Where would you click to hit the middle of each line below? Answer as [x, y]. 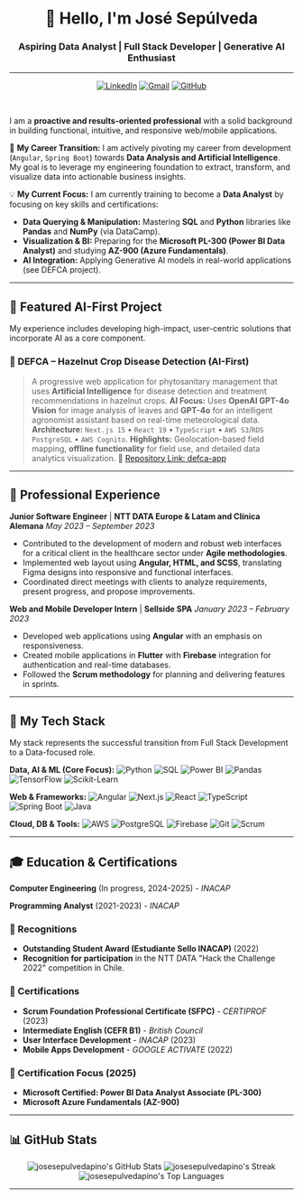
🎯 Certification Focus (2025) [73, 1073]
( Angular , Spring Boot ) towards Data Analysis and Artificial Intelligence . [145, 158]
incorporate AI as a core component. [78, 339]
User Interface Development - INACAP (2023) [109, 1040]
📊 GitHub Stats [53, 1140]
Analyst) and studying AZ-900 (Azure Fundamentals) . [125, 251]
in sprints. [41, 684]
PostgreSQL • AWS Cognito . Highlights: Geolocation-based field [147, 439]
